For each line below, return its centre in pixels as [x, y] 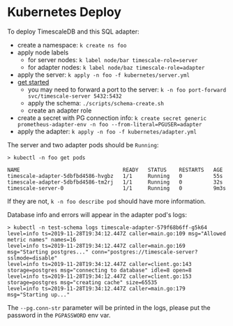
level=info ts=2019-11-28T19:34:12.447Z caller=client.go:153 [99, 276]
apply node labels [43, 52]
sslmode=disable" [32, 258]
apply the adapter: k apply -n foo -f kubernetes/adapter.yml [107, 131]
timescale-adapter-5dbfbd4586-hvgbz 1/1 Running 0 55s [115, 176]
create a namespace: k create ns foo [72, 45]
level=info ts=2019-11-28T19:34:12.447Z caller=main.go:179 [97, 288]
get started [33, 82]
